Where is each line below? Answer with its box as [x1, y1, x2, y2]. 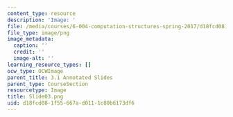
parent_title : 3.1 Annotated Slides [7, 74, 113, 81]
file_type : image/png [7, 29, 70, 36]
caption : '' [13, 42, 49, 49]
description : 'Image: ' [7, 17, 76, 23]
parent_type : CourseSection [7, 81, 89, 87]
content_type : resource [7, 10, 76, 17]
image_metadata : [7, 36, 54, 43]
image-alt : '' [13, 55, 54, 62]
